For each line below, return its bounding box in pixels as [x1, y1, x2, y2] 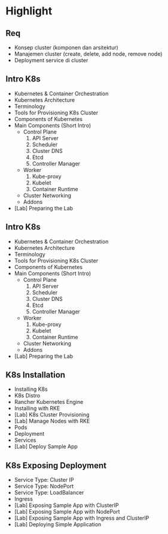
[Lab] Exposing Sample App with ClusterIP [14, 502, 119, 509]
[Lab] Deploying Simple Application [14, 521, 102, 528]
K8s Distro [14, 392, 41, 399]
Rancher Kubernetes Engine [14, 399, 84, 406]
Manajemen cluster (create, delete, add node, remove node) [14, 50, 163, 58]
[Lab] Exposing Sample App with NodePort [14, 508, 120, 515]
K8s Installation [5, 370, 66, 380]
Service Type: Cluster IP [14, 476, 74, 484]
